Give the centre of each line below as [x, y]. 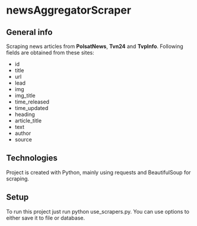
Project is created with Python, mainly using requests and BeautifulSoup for [99, 172]
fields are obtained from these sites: [50, 53]
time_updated [31, 108]
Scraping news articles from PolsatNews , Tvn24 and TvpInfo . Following [95, 46]
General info [29, 32]
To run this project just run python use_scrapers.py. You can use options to [98, 211]
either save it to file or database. [45, 218]
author [23, 133]
